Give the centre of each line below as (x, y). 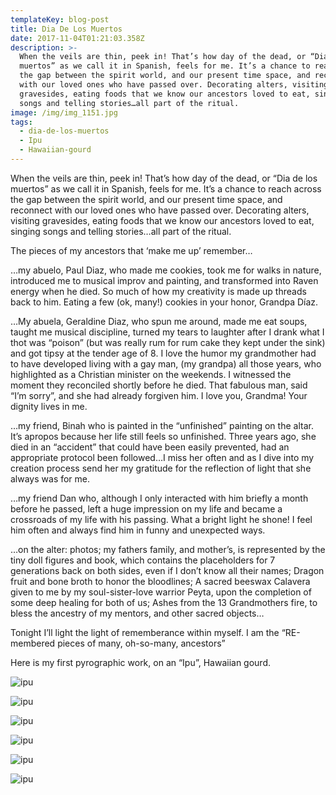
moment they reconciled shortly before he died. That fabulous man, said (159, 385)
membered (33, 643)
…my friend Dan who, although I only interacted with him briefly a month (159, 498)
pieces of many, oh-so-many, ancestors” (141, 643)
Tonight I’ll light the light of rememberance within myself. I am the (145, 632)
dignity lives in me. (49, 406)
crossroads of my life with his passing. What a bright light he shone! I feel (161, 519)
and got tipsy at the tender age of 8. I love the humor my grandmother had (163, 353)
